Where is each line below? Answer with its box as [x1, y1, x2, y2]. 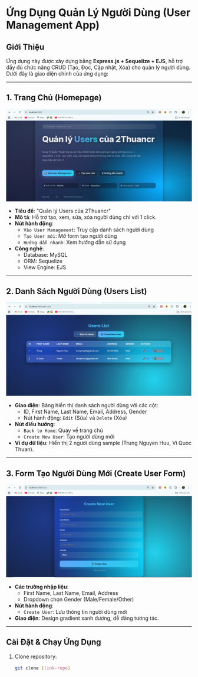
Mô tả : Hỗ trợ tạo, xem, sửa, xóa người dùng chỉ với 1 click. [14, 213, 157, 221]
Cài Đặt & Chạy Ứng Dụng [6, 637, 101, 647]
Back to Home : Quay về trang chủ [23, 427, 103, 434]
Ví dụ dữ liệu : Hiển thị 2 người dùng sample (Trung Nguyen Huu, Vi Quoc [14, 440, 192, 447]
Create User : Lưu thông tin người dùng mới [23, 608, 127, 615]
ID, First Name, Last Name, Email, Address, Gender [23, 408, 147, 416]
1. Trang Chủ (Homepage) [6, 93, 102, 103]
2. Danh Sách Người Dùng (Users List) [6, 286, 147, 296]
